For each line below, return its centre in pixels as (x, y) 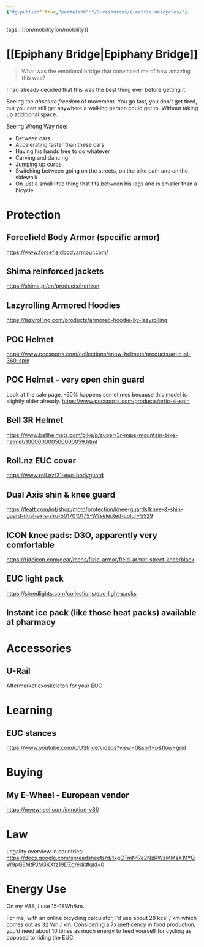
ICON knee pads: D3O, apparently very (82, 535)
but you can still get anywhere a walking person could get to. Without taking (102, 108)
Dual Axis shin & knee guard (61, 494)
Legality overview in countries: (45, 852)
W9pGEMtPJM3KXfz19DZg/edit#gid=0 (55, 864)
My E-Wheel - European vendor (68, 795)
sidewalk (26, 177)
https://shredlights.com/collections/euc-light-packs (71, 593)
